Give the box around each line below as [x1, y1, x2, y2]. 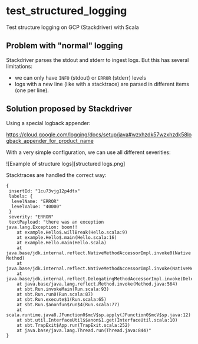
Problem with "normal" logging [6, 41, 123, 51]
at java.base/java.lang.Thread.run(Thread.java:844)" [16, 327, 151, 333]
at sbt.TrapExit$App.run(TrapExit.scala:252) [16, 322, 131, 328]
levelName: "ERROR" [11, 198, 60, 204]
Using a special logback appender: [6, 119, 91, 126]
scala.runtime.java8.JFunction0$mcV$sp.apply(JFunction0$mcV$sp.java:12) [6, 312, 192, 318]
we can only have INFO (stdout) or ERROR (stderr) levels [14, 74, 146, 81]
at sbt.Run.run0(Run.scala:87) [16, 291, 94, 297]
